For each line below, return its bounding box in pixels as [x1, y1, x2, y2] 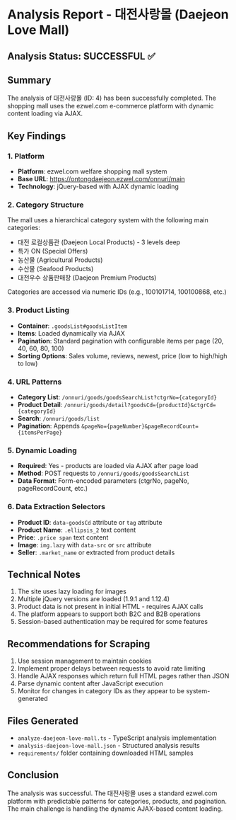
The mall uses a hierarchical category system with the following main [7, 216, 208, 224]
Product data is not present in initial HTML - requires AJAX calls [17, 603, 203, 611]
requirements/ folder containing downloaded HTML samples [17, 748, 194, 757]
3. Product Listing [7, 305, 69, 315]
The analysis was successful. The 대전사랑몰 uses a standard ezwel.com [7, 789, 218, 797]
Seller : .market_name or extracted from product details [17, 548, 175, 557]
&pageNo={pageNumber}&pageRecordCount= [81, 423, 199, 430]
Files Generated [7, 714, 79, 727]
